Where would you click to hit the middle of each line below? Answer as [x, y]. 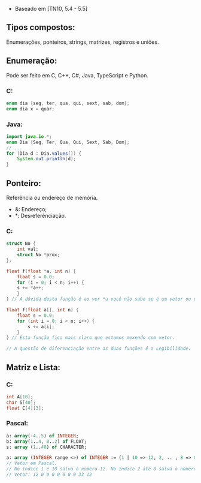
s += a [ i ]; [41, 326]
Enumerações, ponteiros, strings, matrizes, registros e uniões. [83, 42]
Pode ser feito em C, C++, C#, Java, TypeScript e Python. [77, 75]
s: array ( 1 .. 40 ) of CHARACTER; [46, 447]
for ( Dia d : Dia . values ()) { [44, 153]
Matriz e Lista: [33, 367]
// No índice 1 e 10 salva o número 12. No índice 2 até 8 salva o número [101, 469]
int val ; [28, 249]
